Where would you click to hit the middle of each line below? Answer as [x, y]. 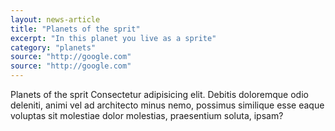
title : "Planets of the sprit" [75, 29]
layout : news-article [55, 19]
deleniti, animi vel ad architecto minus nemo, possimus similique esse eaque [167, 105]
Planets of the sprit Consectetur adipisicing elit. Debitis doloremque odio [159, 94]
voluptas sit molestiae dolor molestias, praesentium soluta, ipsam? [147, 115]
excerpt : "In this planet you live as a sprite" [113, 38]
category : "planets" [53, 47]
